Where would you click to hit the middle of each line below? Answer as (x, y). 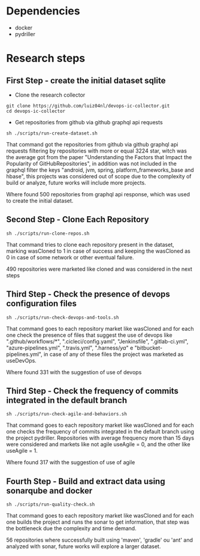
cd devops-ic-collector (36, 111)
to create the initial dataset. (40, 201)
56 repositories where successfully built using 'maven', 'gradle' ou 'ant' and (100, 540)
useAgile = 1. (22, 451)
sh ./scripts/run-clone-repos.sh (48, 233)
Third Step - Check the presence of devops (88, 295)
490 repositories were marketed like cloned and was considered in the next (99, 269)
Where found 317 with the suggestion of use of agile (71, 462)
